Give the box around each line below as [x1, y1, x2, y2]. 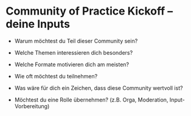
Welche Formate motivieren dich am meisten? [14, 61, 130, 68]
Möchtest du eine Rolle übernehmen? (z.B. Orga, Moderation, [14, 96, 168, 103]
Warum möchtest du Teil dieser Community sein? [14, 37, 138, 44]
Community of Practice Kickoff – [5, 4, 173, 18]
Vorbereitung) [14, 102, 50, 110]
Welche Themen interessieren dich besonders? [14, 49, 133, 56]
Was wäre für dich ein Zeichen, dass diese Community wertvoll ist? [14, 84, 183, 92]
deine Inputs [5, 17, 71, 31]
